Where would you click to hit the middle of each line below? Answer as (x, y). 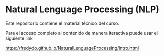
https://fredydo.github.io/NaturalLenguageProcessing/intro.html (72, 48)
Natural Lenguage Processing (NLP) (83, 9)
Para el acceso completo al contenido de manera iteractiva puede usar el (82, 33)
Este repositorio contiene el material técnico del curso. (62, 23)
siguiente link (19, 38)
